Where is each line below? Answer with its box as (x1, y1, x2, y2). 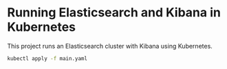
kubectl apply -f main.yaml (7, 55, 88, 62)
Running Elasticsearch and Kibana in (7, 5, 221, 20)
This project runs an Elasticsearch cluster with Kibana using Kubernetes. (7, 42, 213, 50)
